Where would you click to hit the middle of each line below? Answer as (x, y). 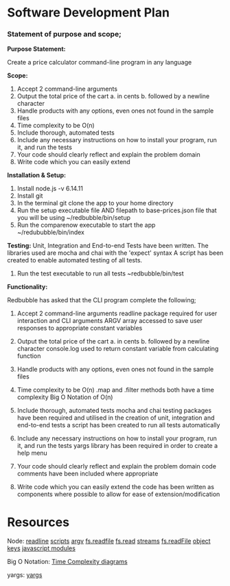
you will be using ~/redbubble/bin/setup (74, 218)
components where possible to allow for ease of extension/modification (118, 494)
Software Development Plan (89, 13)
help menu (32, 453)
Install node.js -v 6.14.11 (50, 189)
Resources (38, 522)
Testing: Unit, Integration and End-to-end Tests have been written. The (108, 246)
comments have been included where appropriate (88, 474)
